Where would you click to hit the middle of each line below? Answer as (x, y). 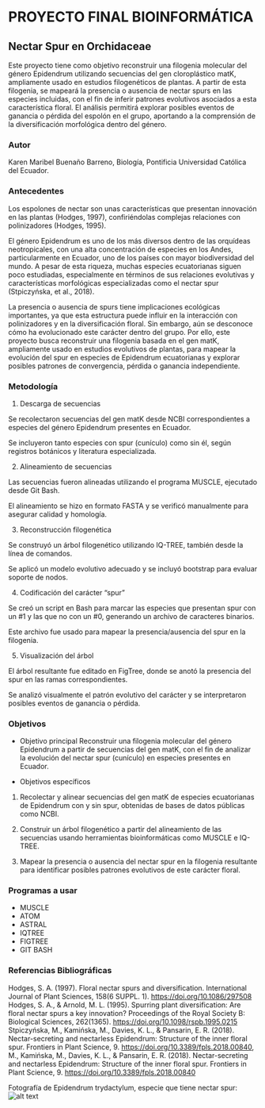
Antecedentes (36, 191)
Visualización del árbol (57, 656)
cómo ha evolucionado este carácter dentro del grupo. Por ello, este (119, 332)
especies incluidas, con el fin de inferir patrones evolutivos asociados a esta (132, 99)
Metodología (33, 387)
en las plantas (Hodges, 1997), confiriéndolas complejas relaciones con (125, 217)
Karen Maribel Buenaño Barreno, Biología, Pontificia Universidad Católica (127, 162)
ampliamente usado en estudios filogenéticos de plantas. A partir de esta (127, 82)
